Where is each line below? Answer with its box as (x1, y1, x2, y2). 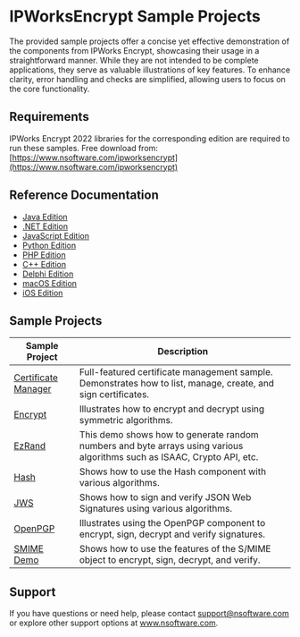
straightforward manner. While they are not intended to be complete (9, 55, 259, 65)
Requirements (9, 109, 89, 124)
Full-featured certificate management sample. (79, 366, 274, 378)
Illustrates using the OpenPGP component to (79, 517, 266, 530)
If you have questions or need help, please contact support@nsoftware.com (9, 608, 290, 619)
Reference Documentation (9, 188, 159, 203)
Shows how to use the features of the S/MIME (79, 543, 271, 556)
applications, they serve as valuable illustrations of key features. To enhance (9, 64, 291, 75)
